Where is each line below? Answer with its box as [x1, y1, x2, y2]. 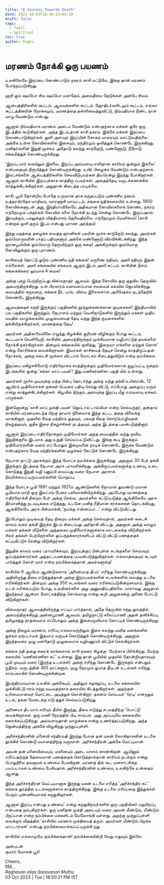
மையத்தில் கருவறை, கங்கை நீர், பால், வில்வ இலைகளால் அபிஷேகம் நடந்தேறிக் [5, 288, 153, 294]
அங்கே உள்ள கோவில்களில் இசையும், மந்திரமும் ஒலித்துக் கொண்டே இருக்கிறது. [5, 140, 155, 146]
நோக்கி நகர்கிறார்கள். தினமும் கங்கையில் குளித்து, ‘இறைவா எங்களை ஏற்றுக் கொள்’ [5, 342, 158, 348]
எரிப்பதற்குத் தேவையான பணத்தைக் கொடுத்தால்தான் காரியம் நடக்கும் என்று [5, 754, 148, 759]
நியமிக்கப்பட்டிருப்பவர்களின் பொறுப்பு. [5, 474, 75, 480]
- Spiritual [9, 30, 34, 35]
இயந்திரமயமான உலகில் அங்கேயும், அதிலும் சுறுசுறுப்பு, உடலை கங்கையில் [5, 680, 141, 686]
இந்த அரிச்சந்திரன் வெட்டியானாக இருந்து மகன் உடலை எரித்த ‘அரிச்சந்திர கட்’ [5, 780, 148, 786]
